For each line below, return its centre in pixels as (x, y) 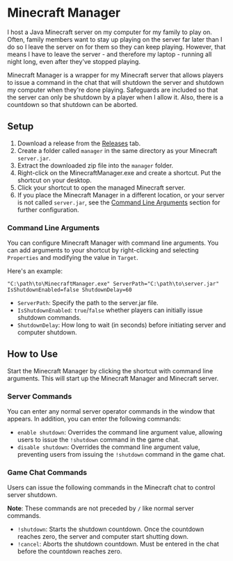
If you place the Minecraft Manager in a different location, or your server (121, 195)
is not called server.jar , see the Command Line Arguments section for (119, 202)
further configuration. (48, 209)
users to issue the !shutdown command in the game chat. (98, 440)
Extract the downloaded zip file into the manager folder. (95, 165)
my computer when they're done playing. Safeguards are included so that (113, 90)
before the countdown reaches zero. (70, 551)
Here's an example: (35, 271)
